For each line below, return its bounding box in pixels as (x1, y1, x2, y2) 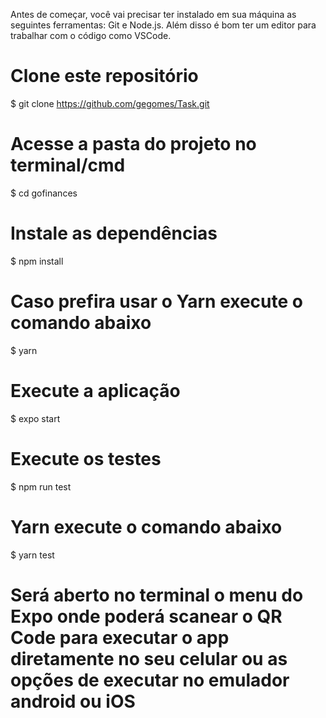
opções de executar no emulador (10, 669, 290, 691)
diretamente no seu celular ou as (10, 647, 288, 670)
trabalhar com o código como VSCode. (10, 30, 172, 41)
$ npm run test (10, 480, 72, 493)
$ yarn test (10, 549, 55, 561)
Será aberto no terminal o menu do (10, 584, 304, 606)
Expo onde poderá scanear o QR (10, 605, 283, 628)
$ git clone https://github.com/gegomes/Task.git (10, 97, 210, 109)
